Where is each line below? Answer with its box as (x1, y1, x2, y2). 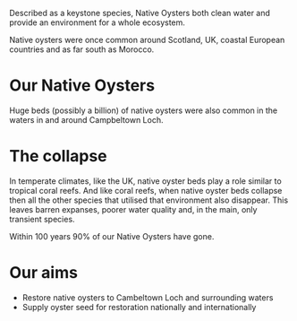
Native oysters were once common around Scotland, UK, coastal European (9, 35, 285, 45)
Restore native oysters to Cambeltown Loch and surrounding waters (21, 291, 274, 303)
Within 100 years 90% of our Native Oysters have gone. (9, 230, 215, 241)
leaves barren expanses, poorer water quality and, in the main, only (9, 204, 258, 214)
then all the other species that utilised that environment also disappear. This (9, 195, 289, 205)
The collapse (9, 146, 107, 167)
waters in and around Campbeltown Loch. (9, 114, 164, 125)
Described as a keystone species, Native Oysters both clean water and (9, 8, 271, 18)
